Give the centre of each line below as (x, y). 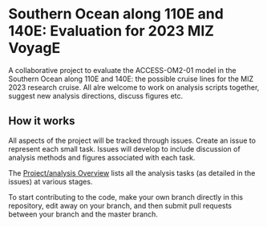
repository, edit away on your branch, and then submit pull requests (120, 205)
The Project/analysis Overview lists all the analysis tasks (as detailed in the (132, 172)
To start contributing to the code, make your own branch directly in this (125, 197)
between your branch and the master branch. (83, 214)
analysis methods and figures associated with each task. (102, 157)
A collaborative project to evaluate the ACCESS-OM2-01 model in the (122, 70)
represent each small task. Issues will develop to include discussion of (124, 148)
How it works (42, 121)
